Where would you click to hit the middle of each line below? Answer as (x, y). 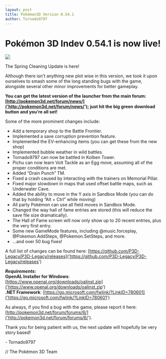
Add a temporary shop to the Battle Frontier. (57, 131)
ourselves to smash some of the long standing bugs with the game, (74, 81)
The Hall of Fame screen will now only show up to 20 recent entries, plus (87, 220)
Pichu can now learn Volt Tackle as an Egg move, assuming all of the (82, 163)
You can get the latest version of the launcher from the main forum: (76, 96)
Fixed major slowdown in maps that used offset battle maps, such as (82, 184)
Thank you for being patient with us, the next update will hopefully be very (81, 327)
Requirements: (21, 271)
